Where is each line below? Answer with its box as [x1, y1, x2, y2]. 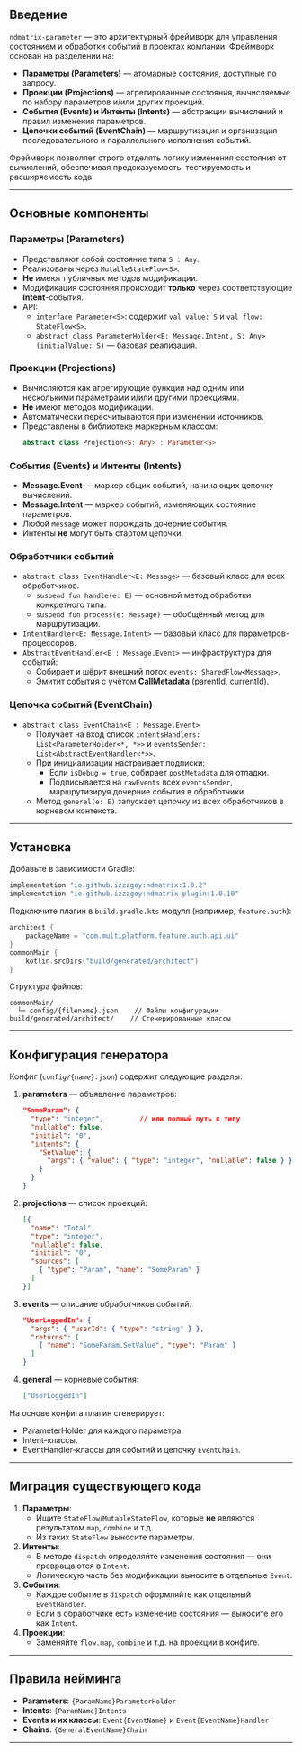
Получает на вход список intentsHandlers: [35, 729, 200, 740]
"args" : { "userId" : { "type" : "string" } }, [31, 1324, 205, 1333]
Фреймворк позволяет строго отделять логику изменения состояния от [9, 152, 287, 163]
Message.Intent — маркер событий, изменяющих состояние [22, 499, 257, 510]
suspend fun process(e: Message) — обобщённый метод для [35, 609, 265, 620]
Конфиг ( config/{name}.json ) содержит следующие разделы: [9, 1071, 243, 1082]
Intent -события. [22, 292, 84, 303]
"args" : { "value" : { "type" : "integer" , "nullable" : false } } [46, 1157, 293, 1166]
